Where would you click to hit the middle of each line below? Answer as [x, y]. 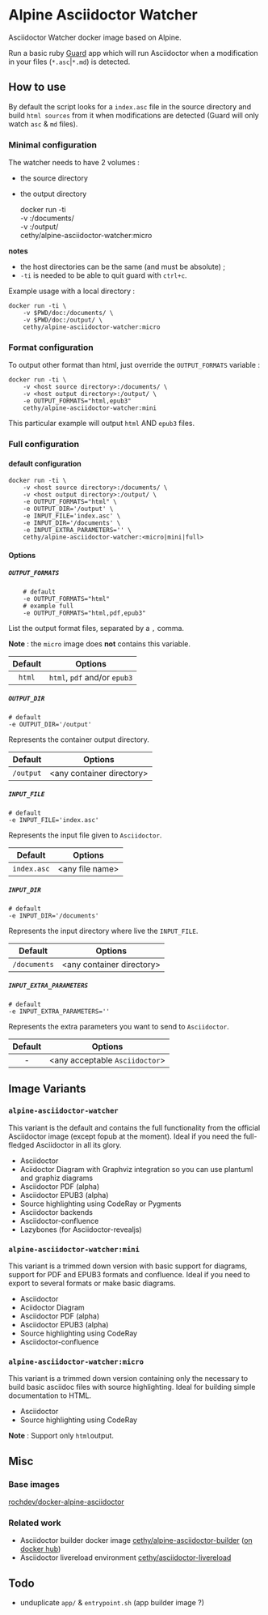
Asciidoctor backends [56, 1212]
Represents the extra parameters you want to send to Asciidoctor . [119, 1026]
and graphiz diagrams [57, 1178]
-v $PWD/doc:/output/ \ [63, 320]
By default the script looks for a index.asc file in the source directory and [130, 106]
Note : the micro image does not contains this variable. [100, 644]
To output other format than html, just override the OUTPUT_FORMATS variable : [134, 365]
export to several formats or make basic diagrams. [92, 1283]
